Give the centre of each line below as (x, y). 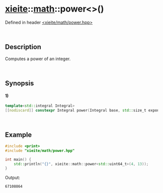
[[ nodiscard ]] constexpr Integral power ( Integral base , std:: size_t (76, 111)
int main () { (18, 159)
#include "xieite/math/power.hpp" (40, 151)
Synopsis (19, 83)
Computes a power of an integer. (38, 59)
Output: (13, 177)
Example (18, 135)
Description (23, 47)
